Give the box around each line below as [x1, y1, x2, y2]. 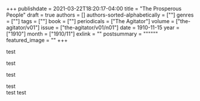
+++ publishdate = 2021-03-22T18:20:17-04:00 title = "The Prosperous [6, 5, 182, 12]
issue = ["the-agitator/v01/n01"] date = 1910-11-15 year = [41, 24, 180, 31]
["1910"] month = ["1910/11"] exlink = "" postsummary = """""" [6, 30, 158, 37]
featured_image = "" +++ [6, 37, 68, 43]
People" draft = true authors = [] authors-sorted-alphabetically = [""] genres [6, 11, 194, 18]
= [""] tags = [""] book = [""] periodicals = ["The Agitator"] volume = [6, 18, 175, 24]
